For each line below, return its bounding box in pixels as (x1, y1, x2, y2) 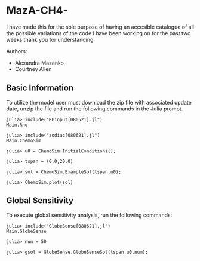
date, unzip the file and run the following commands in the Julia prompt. (6, 105, 183, 112)
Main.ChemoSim (6, 137, 42, 143)
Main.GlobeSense (6, 228, 47, 234)
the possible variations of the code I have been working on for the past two (6, 29, 191, 36)
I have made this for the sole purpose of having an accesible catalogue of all (6, 23, 194, 30)
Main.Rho (6, 122, 28, 128)
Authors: (6, 47, 27, 54)
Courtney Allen (14, 65, 52, 72)
